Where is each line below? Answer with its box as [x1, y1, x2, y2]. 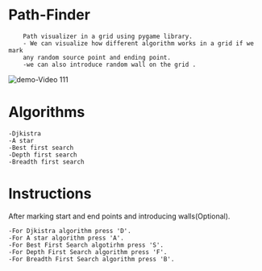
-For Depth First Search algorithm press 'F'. [8, 248, 168, 256]
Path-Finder [8, 6, 91, 24]
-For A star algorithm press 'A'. [8, 234, 125, 242]
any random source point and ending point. [23, 53, 172, 61]
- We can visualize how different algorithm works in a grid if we [23, 39, 254, 48]
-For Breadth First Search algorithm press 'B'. [8, 255, 175, 263]
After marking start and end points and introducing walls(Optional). [8, 211, 231, 221]
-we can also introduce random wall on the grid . [23, 60, 197, 69]
